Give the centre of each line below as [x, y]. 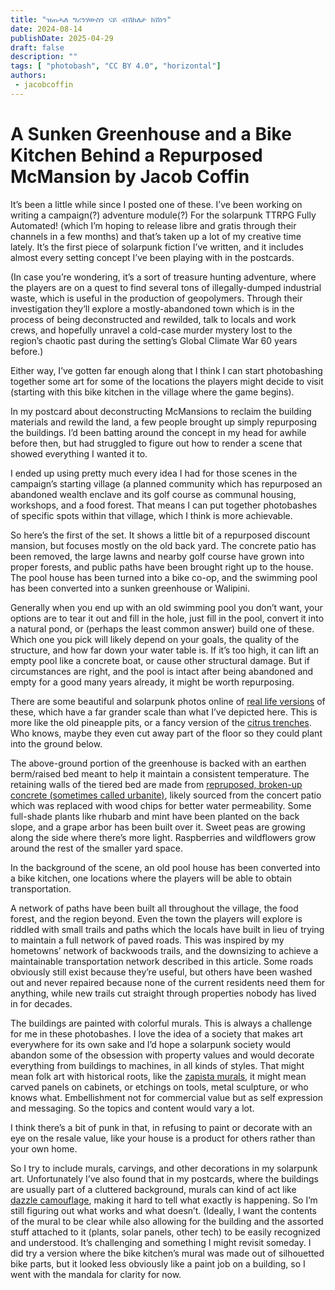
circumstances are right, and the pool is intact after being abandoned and [162, 671]
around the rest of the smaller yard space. [96, 848]
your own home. [44, 1148]
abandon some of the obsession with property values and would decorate [162, 1055]
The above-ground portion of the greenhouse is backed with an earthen [158, 763]
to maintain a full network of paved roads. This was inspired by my [147, 940]
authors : [28, 76]
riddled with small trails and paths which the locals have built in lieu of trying [167, 929]
